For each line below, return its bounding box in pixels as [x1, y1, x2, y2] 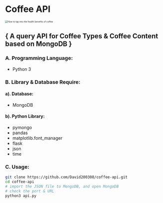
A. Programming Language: [5, 55, 73, 62]
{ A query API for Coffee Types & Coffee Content [5, 32, 159, 40]
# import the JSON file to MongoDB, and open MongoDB [5, 184, 119, 189]
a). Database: [5, 91, 34, 97]
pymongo [12, 124, 32, 130]
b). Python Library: [5, 113, 45, 119]
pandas [12, 130, 28, 136]
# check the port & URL [5, 189, 55, 194]
